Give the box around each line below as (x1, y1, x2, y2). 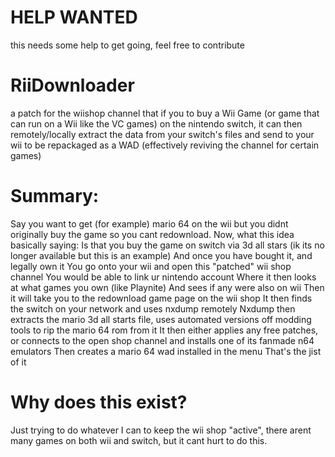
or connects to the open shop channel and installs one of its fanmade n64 (10, 334, 315, 346)
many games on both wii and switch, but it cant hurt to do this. (10, 434, 268, 446)
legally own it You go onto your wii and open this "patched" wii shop (10, 260, 292, 272)
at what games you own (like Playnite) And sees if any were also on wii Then (10, 281, 325, 293)
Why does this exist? (10, 391, 188, 413)
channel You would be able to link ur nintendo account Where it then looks (10, 271, 317, 283)
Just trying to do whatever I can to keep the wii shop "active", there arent (10, 424, 312, 436)
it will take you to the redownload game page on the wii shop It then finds (10, 292, 313, 304)
